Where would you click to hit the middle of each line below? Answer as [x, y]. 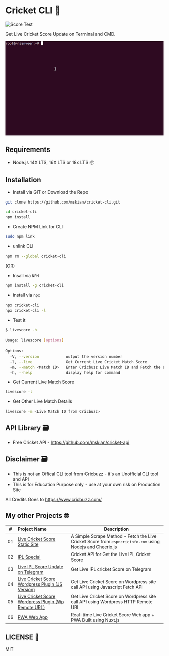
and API [21, 479]
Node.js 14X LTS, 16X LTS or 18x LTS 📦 [53, 162]
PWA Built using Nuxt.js [95, 620]
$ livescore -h [21, 330]
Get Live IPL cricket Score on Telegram [111, 569]
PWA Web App [32, 617]
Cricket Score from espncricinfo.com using [115, 542]
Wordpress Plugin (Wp [41, 602]
